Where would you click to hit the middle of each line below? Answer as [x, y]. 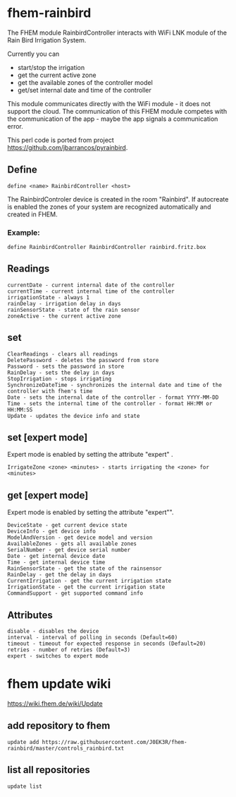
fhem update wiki [59, 684]
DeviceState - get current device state [68, 525]
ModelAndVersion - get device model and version [80, 538]
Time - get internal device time [56, 563]
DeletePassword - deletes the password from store [83, 360]
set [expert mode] [48, 437]
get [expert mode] [48, 495]
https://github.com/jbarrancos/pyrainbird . [68, 147]
